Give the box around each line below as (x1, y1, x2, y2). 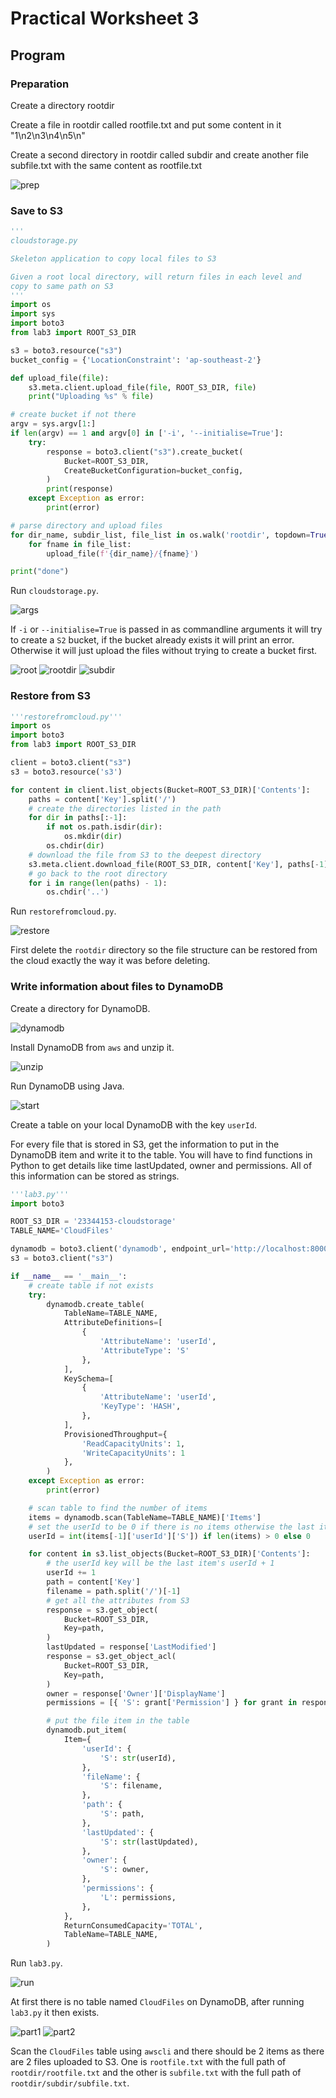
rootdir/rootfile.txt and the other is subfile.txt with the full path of (10, 2067, 302, 2079)
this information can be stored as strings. (10, 1170, 180, 1182)
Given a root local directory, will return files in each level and (10, 272, 302, 282)
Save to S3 (10, 203, 64, 217)
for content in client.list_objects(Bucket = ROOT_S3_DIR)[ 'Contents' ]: (10, 785, 311, 795)
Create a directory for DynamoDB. (10, 1002, 151, 1014)
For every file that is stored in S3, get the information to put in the (10, 1138, 280, 1150)
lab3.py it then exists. (10, 2007, 100, 2019)
